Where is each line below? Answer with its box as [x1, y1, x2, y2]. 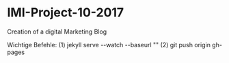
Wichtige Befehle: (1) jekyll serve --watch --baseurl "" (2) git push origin [7, 40, 211, 49]
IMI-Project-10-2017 [7, 5, 124, 21]
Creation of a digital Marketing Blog [7, 27, 107, 36]
